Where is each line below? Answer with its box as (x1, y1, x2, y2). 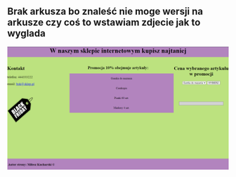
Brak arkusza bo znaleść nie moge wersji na (7, 6, 204, 18)
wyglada (7, 27, 46, 39)
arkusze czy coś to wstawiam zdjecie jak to (7, 17, 201, 29)
